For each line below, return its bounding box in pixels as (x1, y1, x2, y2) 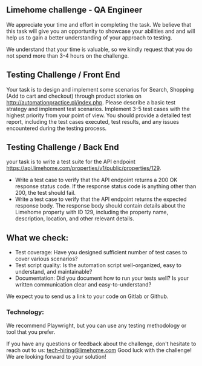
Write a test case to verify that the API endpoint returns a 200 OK (15, 176, 178, 184)
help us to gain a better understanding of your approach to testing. (6, 33, 172, 41)
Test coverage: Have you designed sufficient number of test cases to (15, 249, 187, 256)
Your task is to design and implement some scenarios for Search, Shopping (6, 86, 194, 93)
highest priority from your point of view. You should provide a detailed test (6, 112, 192, 119)
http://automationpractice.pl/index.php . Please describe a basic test (6, 98, 176, 106)
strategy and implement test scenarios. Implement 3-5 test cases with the (6, 105, 191, 112)
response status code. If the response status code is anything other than (15, 183, 197, 190)
